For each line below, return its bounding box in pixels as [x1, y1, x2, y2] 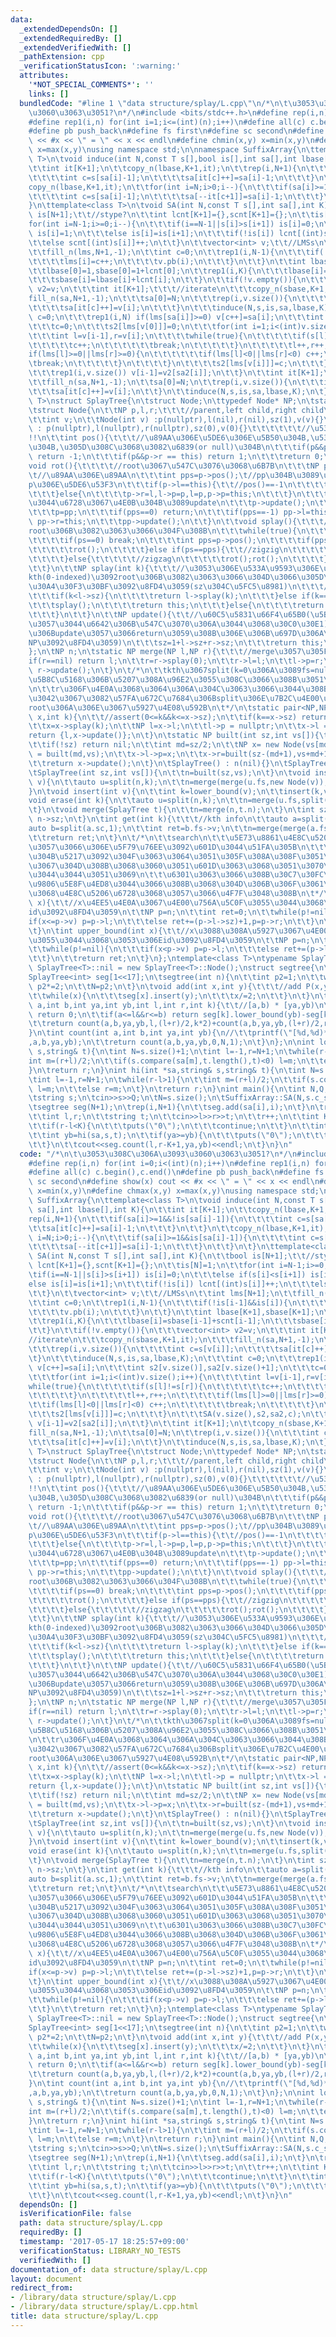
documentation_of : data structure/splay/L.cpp [10, 2264, 208, 2275]
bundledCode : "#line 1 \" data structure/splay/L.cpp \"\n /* [19, 98, 271, 108]
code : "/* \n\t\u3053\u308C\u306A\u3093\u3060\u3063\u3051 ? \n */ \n [19, 1149, 298, 1159]
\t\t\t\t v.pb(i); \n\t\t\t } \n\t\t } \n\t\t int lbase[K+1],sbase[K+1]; [28, 1307, 315, 1317]
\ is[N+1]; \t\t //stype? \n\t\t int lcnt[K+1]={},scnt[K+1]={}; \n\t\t [28, 210, 315, 220]
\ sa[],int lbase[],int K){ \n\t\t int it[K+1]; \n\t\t [28, 1204, 253, 1215]
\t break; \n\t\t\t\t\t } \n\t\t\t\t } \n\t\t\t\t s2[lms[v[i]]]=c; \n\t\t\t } [28, 359, 329, 369]
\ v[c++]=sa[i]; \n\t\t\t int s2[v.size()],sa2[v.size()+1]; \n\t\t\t [28, 1362, 315, 1373]
